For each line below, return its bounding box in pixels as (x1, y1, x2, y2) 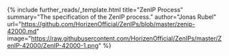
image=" (7, 34, 32, 43)
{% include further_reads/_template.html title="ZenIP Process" (7, 6, 183, 13)
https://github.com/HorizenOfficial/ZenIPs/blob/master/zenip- (21, 20, 196, 28)
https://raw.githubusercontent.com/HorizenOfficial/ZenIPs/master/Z (31, 34, 222, 43)
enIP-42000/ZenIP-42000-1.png (7, 42, 99, 49)
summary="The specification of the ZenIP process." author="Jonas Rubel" (7, 13, 217, 21)
